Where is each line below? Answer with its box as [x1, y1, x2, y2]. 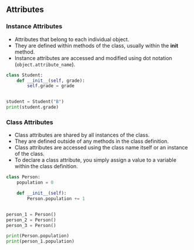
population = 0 [16, 179, 54, 186]
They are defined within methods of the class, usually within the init [14, 42, 179, 49]
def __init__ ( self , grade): [16, 78, 85, 84]
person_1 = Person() [6, 211, 57, 217]
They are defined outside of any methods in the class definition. [14, 138, 169, 145]
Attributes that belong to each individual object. [14, 35, 130, 43]
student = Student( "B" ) [6, 99, 64, 105]
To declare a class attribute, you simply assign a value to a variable [14, 156, 177, 164]
